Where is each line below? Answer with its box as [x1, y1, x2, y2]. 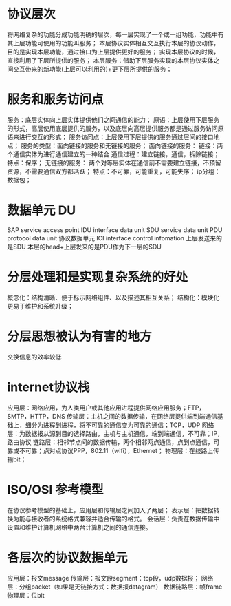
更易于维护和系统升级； [7, 302, 74, 310]
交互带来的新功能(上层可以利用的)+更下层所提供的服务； [12, 65, 173, 73]
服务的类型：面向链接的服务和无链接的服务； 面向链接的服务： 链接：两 [20, 141, 223, 149]
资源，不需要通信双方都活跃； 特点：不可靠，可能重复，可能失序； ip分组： [7, 167, 221, 176]
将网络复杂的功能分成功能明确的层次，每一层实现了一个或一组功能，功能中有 [7, 30, 224, 39]
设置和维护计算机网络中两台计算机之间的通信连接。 [7, 523, 152, 531]
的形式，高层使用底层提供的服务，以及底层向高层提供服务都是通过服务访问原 [7, 124, 224, 132]
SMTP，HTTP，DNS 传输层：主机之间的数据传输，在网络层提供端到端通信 [7, 412, 218, 420]
